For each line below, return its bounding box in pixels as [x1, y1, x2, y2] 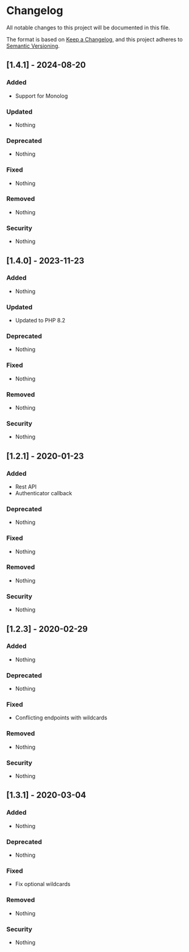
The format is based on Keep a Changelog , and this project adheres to [6, 35, 183, 43]
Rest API [15, 483, 37, 490]
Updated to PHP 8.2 [15, 317, 66, 324]
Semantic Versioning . [6, 42, 60, 49]
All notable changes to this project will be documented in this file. [6, 24, 171, 31]
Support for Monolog [15, 92, 68, 100]
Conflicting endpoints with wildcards [15, 714, 108, 721]
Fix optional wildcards [15, 881, 71, 888]
